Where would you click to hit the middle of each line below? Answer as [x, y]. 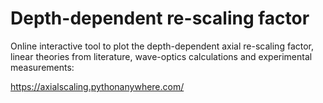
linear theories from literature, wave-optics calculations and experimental [161, 56]
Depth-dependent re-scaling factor [160, 18]
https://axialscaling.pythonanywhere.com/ [97, 86]
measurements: [42, 67]
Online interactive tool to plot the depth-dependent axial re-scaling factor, [162, 46]
